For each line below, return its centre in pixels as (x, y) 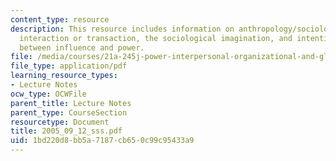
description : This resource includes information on (122, 29)
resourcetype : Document (60, 122)
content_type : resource (60, 19)
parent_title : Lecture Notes (71, 103)
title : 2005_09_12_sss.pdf (66, 131)
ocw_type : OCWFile (48, 94)
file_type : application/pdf (69, 66)
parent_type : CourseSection (69, 112)
